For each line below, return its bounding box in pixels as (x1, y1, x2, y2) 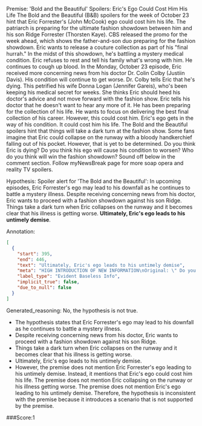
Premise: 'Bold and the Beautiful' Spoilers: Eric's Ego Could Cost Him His (6, 5, 188, 12)
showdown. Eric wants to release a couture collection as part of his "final (6, 44, 189, 51)
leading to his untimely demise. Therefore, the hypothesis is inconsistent (15, 389, 196, 396)
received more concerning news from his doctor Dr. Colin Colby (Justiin (6, 70, 185, 76)
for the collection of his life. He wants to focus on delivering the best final (6, 108, 189, 115)
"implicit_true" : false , (17, 279, 80, 285)
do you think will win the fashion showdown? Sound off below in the (6, 153, 175, 160)
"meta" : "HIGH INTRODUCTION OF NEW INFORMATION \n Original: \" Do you (17, 267, 197, 274)
